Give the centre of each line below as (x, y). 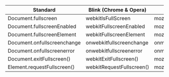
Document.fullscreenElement (42, 34)
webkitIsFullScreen (108, 18)
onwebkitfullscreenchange (117, 43)
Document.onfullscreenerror (41, 51)
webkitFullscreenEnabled (115, 26)
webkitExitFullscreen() (112, 59)
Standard (44, 10)
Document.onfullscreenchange (44, 43)
